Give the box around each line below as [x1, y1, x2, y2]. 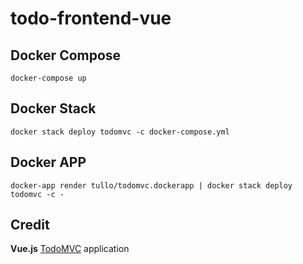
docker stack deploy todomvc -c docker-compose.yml [10, 127, 230, 137]
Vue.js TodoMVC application [10, 243, 130, 255]
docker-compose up [10, 73, 87, 83]
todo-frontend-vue [10, 7, 172, 30]
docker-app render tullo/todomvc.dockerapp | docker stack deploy [10, 180, 293, 191]
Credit [10, 217, 50, 234]
